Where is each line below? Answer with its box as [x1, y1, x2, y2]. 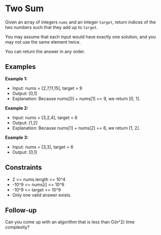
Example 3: [5, 134, 28, 140]
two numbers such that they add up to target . [5, 24, 98, 30]
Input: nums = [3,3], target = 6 [12, 144, 74, 150]
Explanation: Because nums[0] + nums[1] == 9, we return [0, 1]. [12, 95, 141, 101]
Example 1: [5, 75, 28, 81]
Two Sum [5, 3, 44, 14]
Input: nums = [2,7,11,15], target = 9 [12, 85, 82, 91]
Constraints [5, 164, 42, 172]
